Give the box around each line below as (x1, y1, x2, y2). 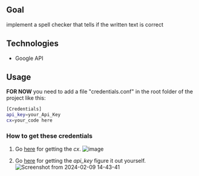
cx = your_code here (6, 117, 53, 123)
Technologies (6, 39, 59, 49)
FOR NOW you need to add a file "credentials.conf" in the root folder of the (6, 88, 194, 96)
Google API (15, 54, 44, 62)
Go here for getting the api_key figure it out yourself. (15, 157, 146, 165)
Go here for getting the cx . (15, 145, 81, 153)
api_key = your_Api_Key (6, 112, 61, 118)
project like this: (6, 94, 46, 102)
